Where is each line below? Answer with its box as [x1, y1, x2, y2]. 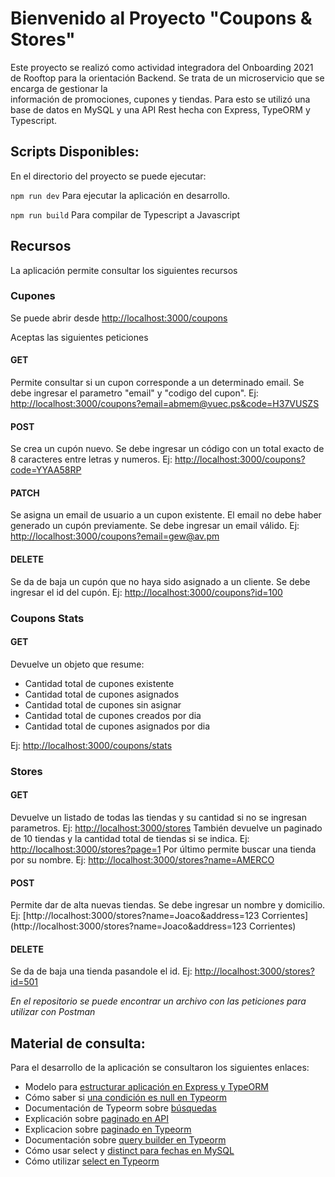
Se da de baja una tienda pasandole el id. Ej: [10, 965, 193, 977]
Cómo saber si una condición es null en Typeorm [24, 1092, 227, 1104]
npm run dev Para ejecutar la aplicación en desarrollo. [10, 189, 231, 201]
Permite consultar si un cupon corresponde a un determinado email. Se [10, 377, 305, 389]
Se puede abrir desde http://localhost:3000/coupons [10, 312, 228, 324]
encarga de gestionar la [10, 82, 108, 94]
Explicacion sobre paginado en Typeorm [24, 1123, 192, 1136]
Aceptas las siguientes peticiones [10, 331, 149, 343]
